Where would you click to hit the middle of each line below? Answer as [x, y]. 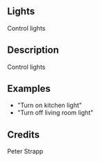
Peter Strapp [25, 152]
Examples [29, 89]
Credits [24, 135]
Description [33, 50]
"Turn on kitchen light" [49, 105]
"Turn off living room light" [55, 113]
